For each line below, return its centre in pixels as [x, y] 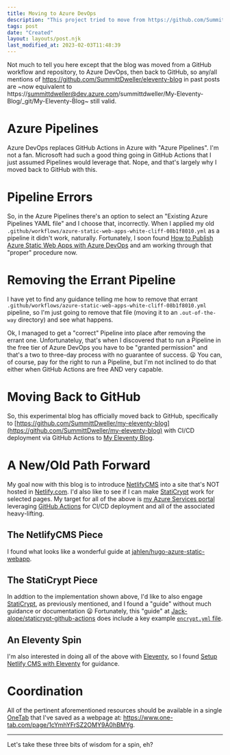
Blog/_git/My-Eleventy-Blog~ [48, 101]
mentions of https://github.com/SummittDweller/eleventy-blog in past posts [114, 79]
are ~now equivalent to [40, 87]
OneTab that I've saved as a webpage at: [64, 718]
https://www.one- [148, 718]
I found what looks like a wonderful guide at [69, 551]
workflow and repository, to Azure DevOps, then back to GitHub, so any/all [112, 72]
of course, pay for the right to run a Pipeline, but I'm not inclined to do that [112, 362]
